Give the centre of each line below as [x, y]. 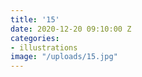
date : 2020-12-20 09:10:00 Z [71, 29]
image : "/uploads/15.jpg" [64, 57]
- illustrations [44, 47]
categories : [35, 38]
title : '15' [35, 19]
